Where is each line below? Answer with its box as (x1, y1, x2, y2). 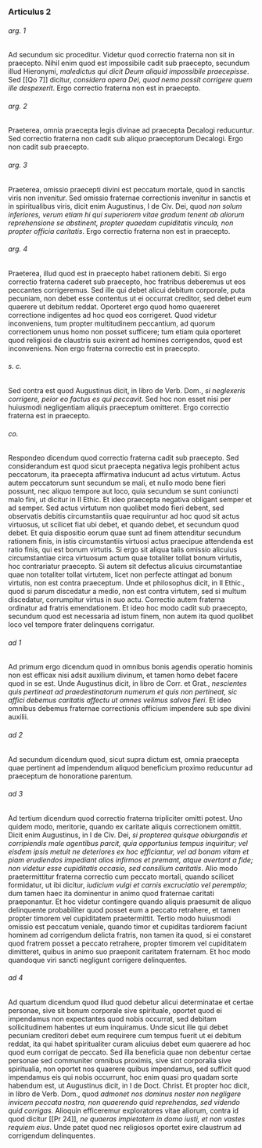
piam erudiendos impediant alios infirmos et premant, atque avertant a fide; (8, 855, 253, 865)
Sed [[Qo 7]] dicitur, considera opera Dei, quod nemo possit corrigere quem (8, 75, 253, 85)
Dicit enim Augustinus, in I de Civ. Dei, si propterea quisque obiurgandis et (8, 830, 248, 840)
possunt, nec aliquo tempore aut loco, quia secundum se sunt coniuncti (8, 487, 239, 496)
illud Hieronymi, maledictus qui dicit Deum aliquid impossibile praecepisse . (8, 67, 249, 76)
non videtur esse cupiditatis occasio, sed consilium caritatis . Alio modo (8, 863, 239, 873)
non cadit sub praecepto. (8, 142, 89, 151)
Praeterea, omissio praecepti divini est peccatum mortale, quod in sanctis (8, 184, 246, 194)
